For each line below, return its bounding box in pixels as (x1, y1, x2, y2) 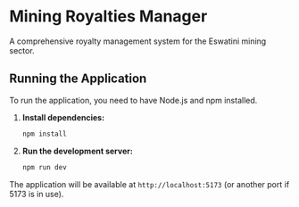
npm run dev (21, 162, 67, 171)
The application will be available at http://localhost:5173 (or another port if (9, 178, 290, 189)
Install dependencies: (21, 112, 105, 122)
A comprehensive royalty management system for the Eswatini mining (9, 36, 267, 46)
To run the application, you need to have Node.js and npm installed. (9, 95, 258, 105)
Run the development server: (21, 145, 134, 156)
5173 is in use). (9, 188, 64, 199)
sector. (9, 45, 35, 55)
